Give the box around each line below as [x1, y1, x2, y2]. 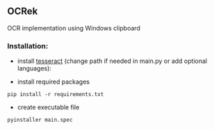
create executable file [17, 103, 80, 111]
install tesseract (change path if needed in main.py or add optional [17, 57, 207, 65]
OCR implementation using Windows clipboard [7, 24, 141, 32]
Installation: [7, 41, 49, 50]
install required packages [17, 77, 90, 86]
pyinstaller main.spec [7, 117, 73, 124]
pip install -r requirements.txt [7, 91, 104, 98]
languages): [17, 64, 52, 73]
